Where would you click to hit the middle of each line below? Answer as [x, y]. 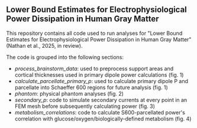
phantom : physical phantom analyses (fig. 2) [69, 93]
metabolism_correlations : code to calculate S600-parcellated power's [100, 112]
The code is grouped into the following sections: [65, 57]
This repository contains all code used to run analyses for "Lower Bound [94, 33]
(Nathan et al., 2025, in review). [44, 45]
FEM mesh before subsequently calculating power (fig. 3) [85, 106]
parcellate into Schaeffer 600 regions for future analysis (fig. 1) [91, 87]
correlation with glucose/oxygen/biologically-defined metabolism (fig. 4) [103, 119]
